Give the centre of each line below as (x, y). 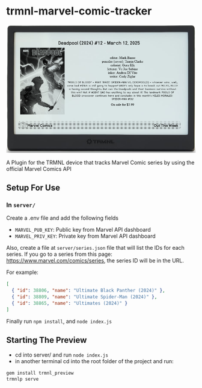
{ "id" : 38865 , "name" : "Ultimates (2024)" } (70, 304)
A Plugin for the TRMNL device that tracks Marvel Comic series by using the (100, 162)
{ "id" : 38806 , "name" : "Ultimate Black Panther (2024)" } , (88, 291)
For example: (23, 272)
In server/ (21, 205)
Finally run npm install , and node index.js (59, 321)
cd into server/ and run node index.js (61, 355)
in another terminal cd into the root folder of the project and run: (94, 361)
